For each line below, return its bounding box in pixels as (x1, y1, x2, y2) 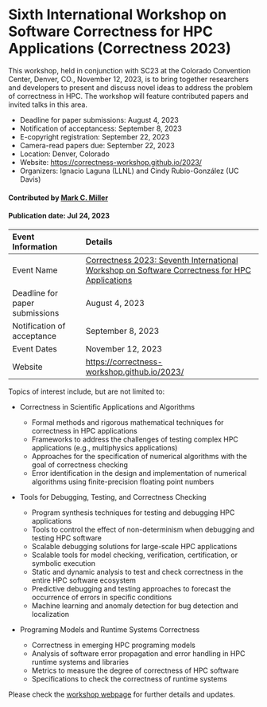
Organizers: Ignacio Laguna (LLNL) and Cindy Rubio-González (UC (19, 166, 239, 175)
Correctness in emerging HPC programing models (31, 640, 196, 650)
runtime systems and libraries (31, 657, 130, 666)
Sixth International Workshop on (8, 6, 227, 24)
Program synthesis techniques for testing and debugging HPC (31, 508, 235, 517)
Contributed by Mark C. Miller (8, 193, 109, 202)
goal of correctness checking (31, 460, 129, 469)
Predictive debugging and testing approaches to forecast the (31, 583, 231, 593)
